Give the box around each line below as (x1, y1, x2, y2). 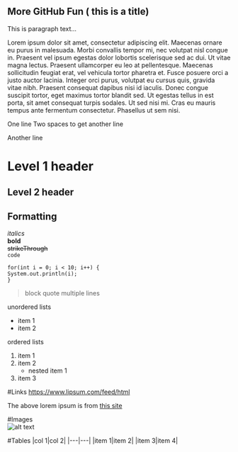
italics (7, 230, 25, 238)
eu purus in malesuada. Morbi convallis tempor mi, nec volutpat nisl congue (7, 45, 228, 54)
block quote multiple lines (24, 289, 101, 298)
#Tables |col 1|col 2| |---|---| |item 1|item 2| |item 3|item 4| (7, 436, 178, 445)
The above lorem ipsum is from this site (7, 402, 123, 410)
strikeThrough (7, 244, 48, 253)
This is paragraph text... (7, 24, 76, 33)
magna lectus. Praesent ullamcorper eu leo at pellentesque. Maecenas (7, 60, 214, 69)
